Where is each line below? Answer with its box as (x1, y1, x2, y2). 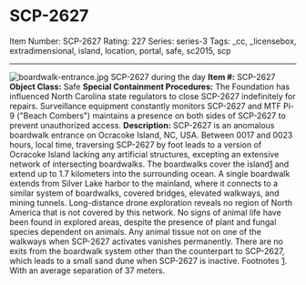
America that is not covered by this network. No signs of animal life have (9, 207, 281, 218)
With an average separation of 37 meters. (9, 265, 166, 276)
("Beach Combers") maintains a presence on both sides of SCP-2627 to (16, 110, 287, 121)
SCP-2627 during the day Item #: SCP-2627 (110, 71, 276, 82)
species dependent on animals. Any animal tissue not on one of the (9, 226, 261, 237)
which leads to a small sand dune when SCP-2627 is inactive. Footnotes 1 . (9, 255, 288, 266)
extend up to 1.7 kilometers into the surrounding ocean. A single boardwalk (9, 168, 291, 178)
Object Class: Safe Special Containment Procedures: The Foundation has (9, 81, 290, 92)
